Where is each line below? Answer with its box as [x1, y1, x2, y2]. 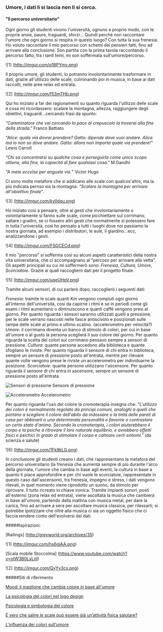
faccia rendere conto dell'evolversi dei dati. [5, 513, 92, 519]
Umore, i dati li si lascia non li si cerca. [5, 4, 97, 11]
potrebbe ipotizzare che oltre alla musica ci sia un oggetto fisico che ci [5, 508, 147, 514]
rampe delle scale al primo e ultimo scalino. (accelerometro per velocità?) [5, 322, 152, 328]
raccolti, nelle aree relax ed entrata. [5, 82, 77, 87]
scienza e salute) [5, 437, 40, 443]
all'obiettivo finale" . [5, 189, 45, 195]
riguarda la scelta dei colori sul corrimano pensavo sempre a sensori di [5, 337, 147, 343]
